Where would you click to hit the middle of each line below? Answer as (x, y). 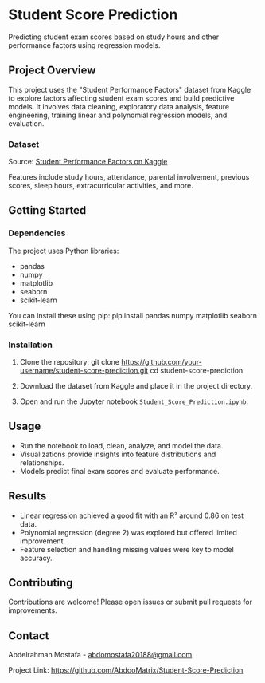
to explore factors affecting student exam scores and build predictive (121, 98)
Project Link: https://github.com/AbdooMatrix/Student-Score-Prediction (126, 670)
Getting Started (47, 210)
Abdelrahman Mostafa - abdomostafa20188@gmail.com (100, 655)
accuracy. (36, 558)
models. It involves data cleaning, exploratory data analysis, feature (119, 106)
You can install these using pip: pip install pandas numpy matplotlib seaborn (132, 315)
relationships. (42, 462)
